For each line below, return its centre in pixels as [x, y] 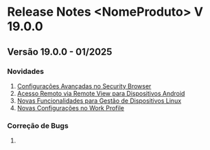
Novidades [26, 71]
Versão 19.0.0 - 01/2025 [60, 52]
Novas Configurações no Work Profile [71, 108]
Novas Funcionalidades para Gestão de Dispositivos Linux [99, 101]
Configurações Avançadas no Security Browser [84, 86]
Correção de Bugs [38, 125]
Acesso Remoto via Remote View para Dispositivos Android [101, 93]
